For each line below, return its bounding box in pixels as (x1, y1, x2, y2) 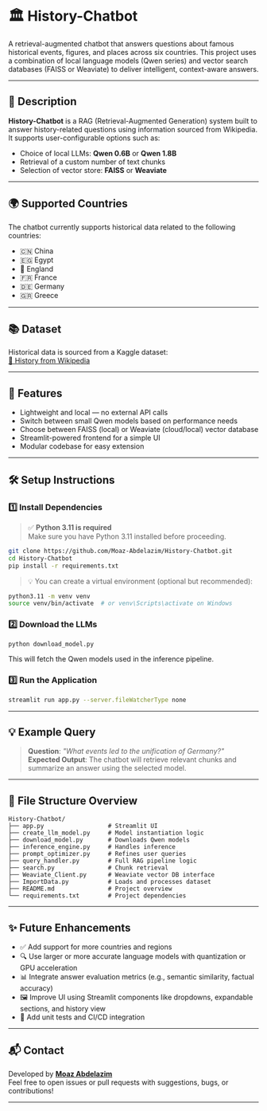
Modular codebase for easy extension (19, 442, 145, 451)
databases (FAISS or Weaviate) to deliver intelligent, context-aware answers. (8, 64, 259, 73)
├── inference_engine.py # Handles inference (8, 843, 176, 851)
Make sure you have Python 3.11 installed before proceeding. (27, 532, 226, 541)
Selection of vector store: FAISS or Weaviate (19, 165, 167, 175)
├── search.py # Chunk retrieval (8, 864, 169, 872)
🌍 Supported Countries (8, 197, 129, 210)
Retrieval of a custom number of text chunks (19, 157, 165, 167)
